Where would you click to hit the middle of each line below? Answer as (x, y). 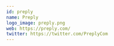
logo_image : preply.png (36, 23)
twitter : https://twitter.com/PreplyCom (57, 34)
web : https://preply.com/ (38, 28)
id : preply (20, 12)
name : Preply (22, 17)
